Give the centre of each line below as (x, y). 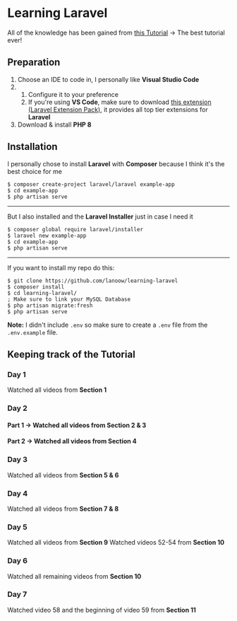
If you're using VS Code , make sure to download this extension (120, 102)
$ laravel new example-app (47, 236)
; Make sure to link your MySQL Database (69, 299)
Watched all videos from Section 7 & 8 (63, 509)
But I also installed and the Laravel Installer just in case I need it (101, 216)
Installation (32, 147)
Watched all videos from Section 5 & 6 (63, 475)
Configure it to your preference (73, 94)
